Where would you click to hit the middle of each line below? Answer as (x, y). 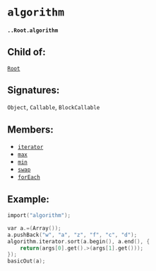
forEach (29, 177)
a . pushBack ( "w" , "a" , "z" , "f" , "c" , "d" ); (72, 235)
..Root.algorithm (33, 31)
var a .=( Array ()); (34, 228)
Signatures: (34, 90)
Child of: (26, 52)
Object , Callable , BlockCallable (54, 107)
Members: (31, 129)
